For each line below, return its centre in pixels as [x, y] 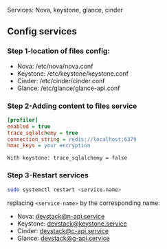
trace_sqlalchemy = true [43, 133]
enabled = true [29, 127]
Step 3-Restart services [48, 175]
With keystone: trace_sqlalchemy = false [67, 158]
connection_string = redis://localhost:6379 [72, 139]
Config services [42, 31]
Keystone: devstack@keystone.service [72, 224]
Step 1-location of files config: [58, 51]
